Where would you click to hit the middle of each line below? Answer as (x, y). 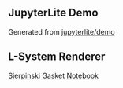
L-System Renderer (57, 57)
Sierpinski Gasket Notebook (53, 75)
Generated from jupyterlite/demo (62, 31)
